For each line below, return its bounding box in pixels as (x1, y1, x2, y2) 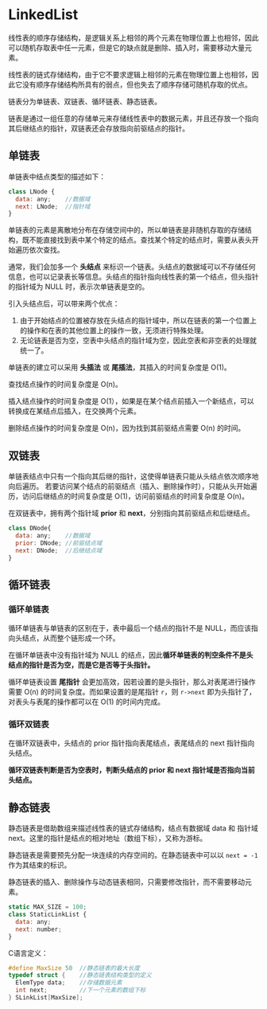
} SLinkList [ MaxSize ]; (8, 994, 83, 1002)
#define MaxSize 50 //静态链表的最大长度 (8, 964, 141, 972)
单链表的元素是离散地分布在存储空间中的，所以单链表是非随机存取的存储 (8, 225, 245, 235)
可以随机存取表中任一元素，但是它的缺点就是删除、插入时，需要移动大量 (8, 42, 245, 53)
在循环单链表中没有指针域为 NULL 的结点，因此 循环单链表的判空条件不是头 (8, 651, 253, 660)
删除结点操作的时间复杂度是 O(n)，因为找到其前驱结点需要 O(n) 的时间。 (8, 424, 246, 433)
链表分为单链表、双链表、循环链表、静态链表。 (8, 96, 161, 106)
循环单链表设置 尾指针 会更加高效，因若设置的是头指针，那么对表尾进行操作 (8, 677, 256, 686)
